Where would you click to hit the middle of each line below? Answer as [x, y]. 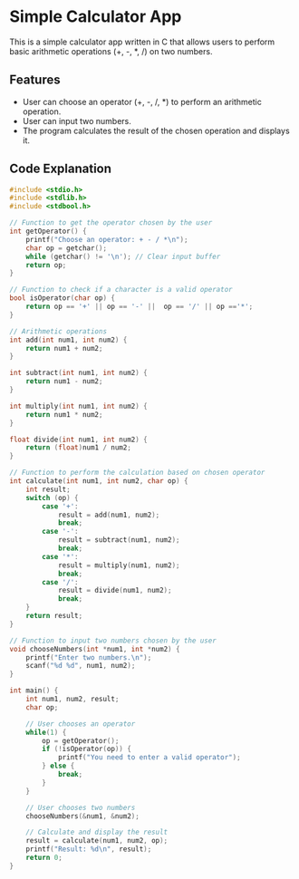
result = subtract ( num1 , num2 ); [119, 540]
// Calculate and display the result [97, 832]
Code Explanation [60, 169]
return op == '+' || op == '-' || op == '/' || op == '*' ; [140, 307]
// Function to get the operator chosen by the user [111, 223]
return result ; [54, 616]
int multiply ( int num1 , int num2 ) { [78, 406]
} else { [58, 766]
